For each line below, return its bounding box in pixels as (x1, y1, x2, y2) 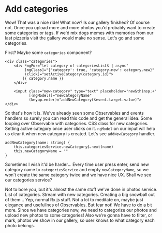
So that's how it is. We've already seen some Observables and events (5, 110, 144, 116)
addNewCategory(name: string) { (5, 140, 70, 145)
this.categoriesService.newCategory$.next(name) (14, 144, 114, 149)
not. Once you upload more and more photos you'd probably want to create (5, 24, 156, 30)
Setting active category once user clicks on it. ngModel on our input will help (5, 125, 156, 131)
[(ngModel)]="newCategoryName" (29, 93, 92, 98)
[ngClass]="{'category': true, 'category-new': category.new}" (24, 67, 155, 72)
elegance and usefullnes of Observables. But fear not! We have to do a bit (5, 202, 152, 208)
